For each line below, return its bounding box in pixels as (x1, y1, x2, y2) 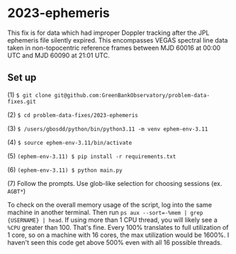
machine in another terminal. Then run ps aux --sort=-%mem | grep (7, 208, 203, 216)
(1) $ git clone (7, 90, 52, 99)
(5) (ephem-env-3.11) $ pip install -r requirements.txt (7, 151, 176, 160)
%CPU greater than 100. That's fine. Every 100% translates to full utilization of (7, 223, 229, 231)
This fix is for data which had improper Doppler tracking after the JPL (7, 28, 210, 37)
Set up (7, 72, 37, 84)
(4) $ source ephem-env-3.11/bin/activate (7, 138, 133, 146)
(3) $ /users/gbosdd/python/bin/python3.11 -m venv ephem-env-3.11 (7, 124, 208, 133)
